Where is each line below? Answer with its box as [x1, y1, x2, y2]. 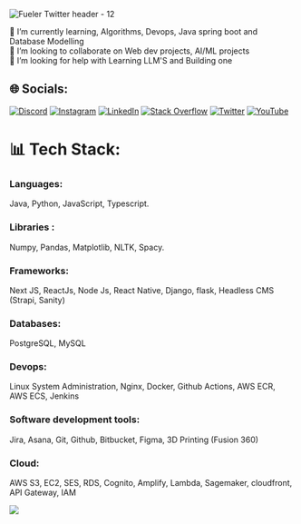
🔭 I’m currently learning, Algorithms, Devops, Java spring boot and [9, 26, 258, 36]
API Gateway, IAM [9, 487, 77, 499]
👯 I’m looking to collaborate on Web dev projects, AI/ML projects [9, 45, 250, 56]
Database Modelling [9, 36, 84, 46]
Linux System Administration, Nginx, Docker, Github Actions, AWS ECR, [9, 381, 276, 392]
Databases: [9, 317, 62, 330]
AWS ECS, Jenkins [9, 391, 80, 401]
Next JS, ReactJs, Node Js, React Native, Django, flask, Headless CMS [9, 284, 275, 295]
